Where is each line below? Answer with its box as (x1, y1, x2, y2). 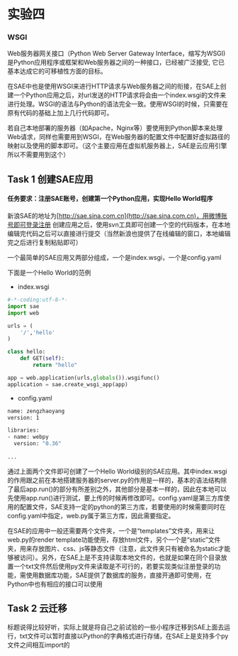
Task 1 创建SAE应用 (7, 173, 93, 185)
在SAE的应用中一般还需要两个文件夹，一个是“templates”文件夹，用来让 (7, 526, 215, 535)
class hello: (7, 349, 46, 356)
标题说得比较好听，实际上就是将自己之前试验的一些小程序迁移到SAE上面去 (7, 623, 225, 631)
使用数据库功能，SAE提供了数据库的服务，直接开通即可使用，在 (25, 571, 212, 579)
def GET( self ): (20, 355, 65, 362)
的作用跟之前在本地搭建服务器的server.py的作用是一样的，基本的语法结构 (7, 476, 221, 484)
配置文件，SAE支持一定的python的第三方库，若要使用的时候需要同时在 (19, 502, 226, 511)
